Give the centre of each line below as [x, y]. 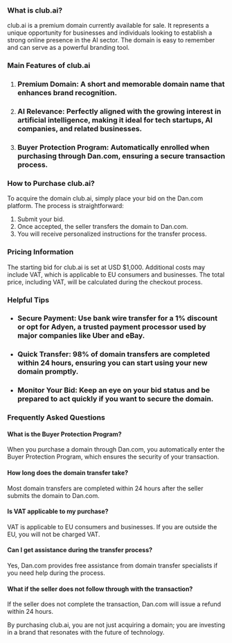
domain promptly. [48, 372]
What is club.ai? [35, 10]
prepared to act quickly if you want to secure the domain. [115, 399]
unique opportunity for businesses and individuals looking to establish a [110, 33]
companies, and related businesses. [80, 129]
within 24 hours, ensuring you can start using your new [112, 363]
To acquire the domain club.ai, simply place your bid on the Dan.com [105, 198]
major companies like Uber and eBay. [81, 336]
